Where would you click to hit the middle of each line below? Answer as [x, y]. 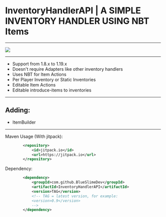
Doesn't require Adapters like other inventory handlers [67, 69]
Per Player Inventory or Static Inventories [54, 80]
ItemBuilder [24, 122]
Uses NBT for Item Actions [39, 74]
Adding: [18, 110]
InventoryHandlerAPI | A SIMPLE [73, 11]
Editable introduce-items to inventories [52, 90]
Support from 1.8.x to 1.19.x [40, 64]
